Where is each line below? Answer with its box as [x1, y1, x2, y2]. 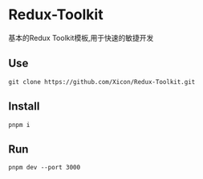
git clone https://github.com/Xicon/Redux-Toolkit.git [8, 78, 196, 86]
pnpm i [8, 121, 30, 129]
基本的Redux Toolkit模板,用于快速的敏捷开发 [8, 33, 154, 42]
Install [8, 100, 40, 113]
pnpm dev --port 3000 [8, 164, 81, 172]
